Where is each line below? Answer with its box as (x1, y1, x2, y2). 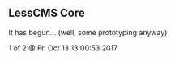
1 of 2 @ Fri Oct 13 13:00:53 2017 (8, 43, 118, 53)
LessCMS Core (8, 6, 85, 20)
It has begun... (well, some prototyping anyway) (8, 27, 168, 37)
